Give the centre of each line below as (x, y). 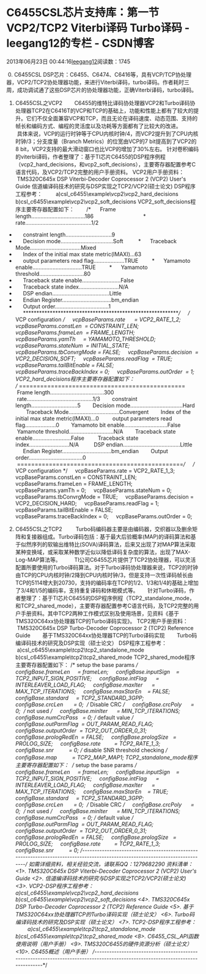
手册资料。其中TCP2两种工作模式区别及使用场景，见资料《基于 (100, 613)
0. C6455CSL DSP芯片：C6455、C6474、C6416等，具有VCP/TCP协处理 (99, 74)
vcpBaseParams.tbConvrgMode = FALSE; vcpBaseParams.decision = (107, 352)
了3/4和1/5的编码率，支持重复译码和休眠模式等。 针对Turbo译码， (102, 590)
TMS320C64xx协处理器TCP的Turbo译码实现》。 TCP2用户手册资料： (101, 621)
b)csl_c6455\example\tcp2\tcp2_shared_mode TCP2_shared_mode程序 (105, 657)
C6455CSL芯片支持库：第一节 (83, 13)
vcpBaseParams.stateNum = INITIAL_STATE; (72, 345)
